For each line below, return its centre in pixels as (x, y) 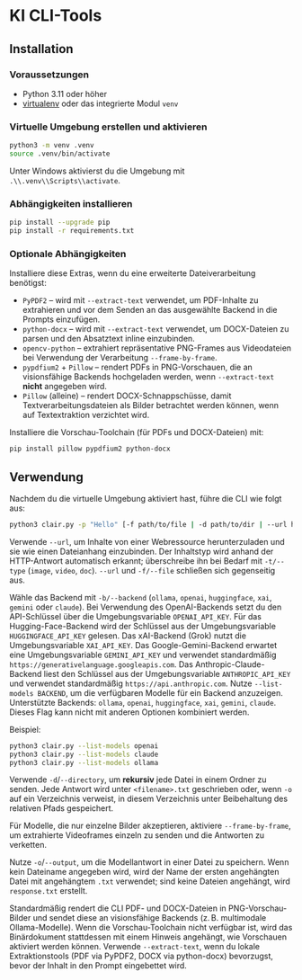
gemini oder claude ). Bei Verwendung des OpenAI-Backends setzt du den (146, 607)
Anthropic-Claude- (230, 664)
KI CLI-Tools (56, 16)
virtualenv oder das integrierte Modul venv (100, 103)
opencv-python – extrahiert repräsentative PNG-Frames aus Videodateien (157, 348)
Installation (41, 49)
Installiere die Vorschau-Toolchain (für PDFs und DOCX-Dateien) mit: (137, 432)
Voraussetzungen (49, 75)
